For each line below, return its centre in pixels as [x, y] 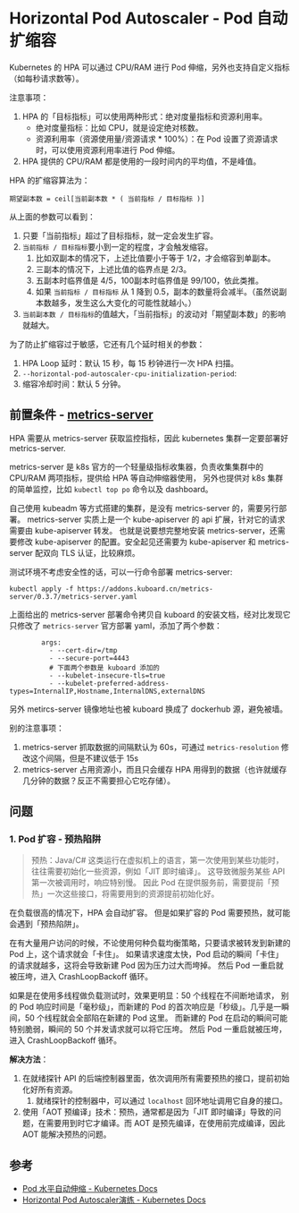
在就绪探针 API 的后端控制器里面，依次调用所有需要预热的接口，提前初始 [156, 1079]
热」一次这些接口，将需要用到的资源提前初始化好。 [125, 894]
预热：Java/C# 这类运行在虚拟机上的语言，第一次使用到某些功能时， [157, 860]
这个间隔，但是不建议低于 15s [84, 758]
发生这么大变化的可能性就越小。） [135, 303]
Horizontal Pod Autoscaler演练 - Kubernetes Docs [114, 1200]
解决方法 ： [29, 1059]
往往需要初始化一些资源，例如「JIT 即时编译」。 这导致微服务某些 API [158, 871]
